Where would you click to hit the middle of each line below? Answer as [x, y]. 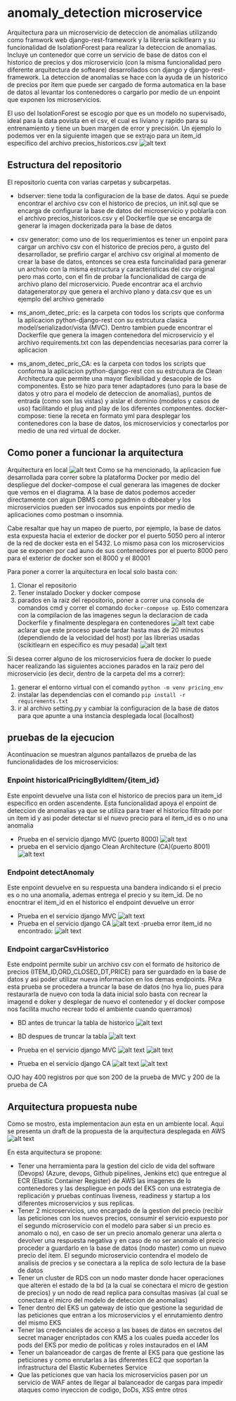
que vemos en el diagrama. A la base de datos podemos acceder [101, 492]
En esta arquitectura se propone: [55, 1152]
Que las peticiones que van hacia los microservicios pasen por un [113, 1375]
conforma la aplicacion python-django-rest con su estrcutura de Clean [120, 371]
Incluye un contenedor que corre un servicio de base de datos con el [107, 55]
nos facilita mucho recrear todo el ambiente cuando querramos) [100, 1009]
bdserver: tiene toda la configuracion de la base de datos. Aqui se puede [123, 195]
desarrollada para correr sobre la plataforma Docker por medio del [104, 477]
